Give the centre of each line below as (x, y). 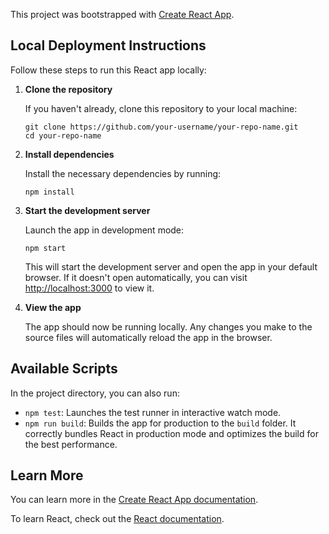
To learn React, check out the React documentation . (117, 519)
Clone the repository (68, 89)
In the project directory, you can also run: (95, 393)
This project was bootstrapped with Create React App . (122, 14)
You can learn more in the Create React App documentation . (134, 500)
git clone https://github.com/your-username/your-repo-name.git (161, 127)
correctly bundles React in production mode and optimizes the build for (171, 433)
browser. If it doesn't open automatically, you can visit (136, 277)
